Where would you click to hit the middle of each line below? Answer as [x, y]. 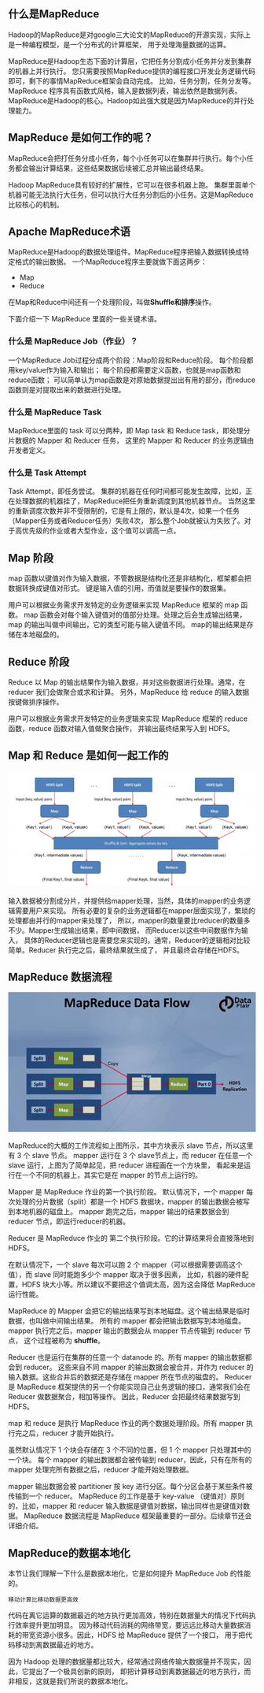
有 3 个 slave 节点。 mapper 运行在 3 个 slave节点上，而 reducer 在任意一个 [130, 1156]
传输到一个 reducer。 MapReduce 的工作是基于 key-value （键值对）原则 [126, 1496]
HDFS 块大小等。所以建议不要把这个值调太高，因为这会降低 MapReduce [138, 1285]
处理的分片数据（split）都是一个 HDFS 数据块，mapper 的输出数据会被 [129, 1202]
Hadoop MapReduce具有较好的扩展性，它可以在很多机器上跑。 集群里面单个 [132, 184]
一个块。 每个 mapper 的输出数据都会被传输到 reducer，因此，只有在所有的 [130, 1460]
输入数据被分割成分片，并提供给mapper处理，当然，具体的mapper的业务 [126, 900]
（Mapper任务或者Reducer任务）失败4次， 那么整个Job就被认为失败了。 [126, 521]
